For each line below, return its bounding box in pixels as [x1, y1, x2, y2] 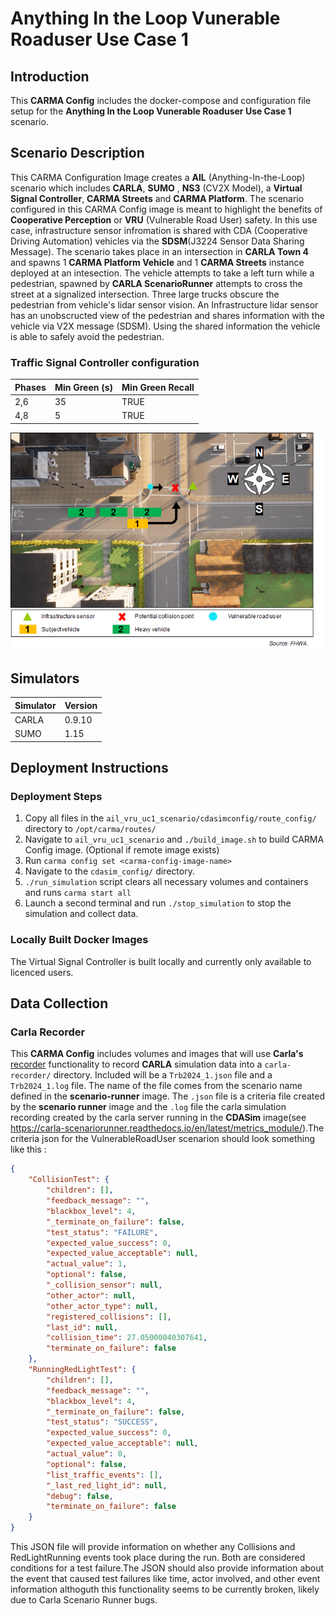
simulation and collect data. [24, 908, 139, 920]
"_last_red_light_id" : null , [46, 1480, 168, 1491]
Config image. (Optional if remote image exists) [24, 844, 220, 856]
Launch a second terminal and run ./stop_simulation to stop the [24, 897, 292, 909]
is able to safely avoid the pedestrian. [10, 330, 165, 342]
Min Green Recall [121, 381, 195, 393]
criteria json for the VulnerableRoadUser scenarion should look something [10, 1133, 316, 1145]
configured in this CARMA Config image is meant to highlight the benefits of [10, 203, 323, 215]
